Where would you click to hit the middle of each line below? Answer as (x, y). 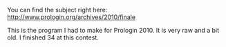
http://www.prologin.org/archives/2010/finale (72, 17)
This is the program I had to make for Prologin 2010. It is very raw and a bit (113, 30)
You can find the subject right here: (57, 10)
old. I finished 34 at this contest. (53, 37)
